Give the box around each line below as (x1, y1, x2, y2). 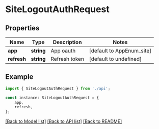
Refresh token (50, 56, 84, 62)
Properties (5, 24, 40, 32)
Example (5, 72, 34, 81)
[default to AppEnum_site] (89, 47, 152, 54)
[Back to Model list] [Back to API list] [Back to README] (5, 118, 122, 124)
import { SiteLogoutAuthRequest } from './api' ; (5, 86, 111, 91)
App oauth (50, 47, 76, 54)
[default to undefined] (89, 56, 142, 62)
